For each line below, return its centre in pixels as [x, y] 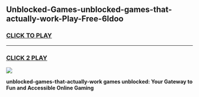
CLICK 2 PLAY [27, 58]
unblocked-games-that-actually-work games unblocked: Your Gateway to [99, 81]
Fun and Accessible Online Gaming [50, 88]
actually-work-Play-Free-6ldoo [65, 19]
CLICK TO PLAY [29, 36]
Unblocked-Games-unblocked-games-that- [89, 10]
